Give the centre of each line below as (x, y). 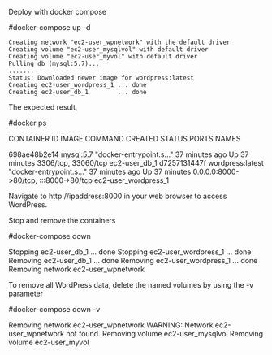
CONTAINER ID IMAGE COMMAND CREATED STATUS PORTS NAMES (125, 139)
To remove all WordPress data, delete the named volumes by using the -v (131, 285)
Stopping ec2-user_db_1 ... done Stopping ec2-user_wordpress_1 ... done (130, 252)
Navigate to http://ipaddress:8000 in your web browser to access (118, 196)
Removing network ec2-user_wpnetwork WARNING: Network (111, 325)
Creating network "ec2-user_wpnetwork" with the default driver (119, 42)
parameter (26, 293)
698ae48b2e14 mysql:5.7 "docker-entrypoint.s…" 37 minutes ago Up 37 (129, 154)
